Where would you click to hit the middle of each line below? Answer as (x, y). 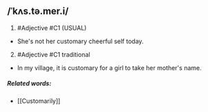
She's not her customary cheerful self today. (80, 41)
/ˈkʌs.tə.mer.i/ (38, 11)
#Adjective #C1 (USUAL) (52, 27)
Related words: (29, 83)
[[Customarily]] (39, 101)
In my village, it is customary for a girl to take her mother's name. (109, 67)
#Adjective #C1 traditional (54, 54)
